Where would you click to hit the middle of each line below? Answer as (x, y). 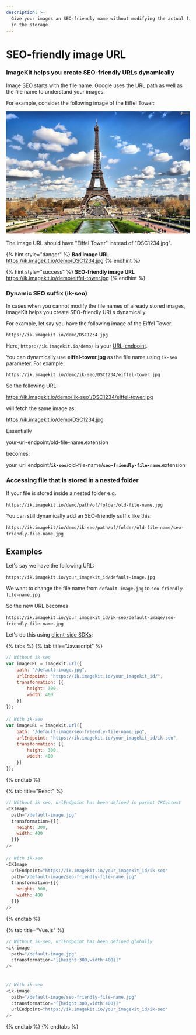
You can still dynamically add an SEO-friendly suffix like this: (79, 515)
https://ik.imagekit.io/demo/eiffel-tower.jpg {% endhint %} (76, 278)
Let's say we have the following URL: (50, 566)
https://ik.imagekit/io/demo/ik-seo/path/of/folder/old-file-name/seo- (95, 527)
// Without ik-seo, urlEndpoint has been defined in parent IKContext (94, 803)
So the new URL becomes (37, 606)
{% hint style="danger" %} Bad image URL (58, 255)
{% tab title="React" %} (35, 791)
